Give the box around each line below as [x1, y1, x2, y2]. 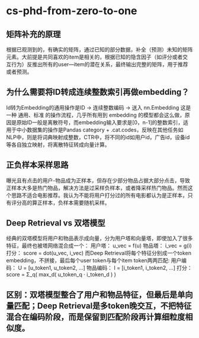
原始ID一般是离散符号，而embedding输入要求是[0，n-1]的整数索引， [16, 118, 184, 125]
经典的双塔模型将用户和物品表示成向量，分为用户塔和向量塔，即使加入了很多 [6, 235, 193, 242]
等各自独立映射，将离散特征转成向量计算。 [6, 141, 110, 148]
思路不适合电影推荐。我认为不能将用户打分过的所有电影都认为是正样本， [11, 191, 188, 199]
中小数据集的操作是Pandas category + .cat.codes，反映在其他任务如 [16, 126, 184, 133]
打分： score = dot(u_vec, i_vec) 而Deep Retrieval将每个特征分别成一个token [6, 250, 191, 257]
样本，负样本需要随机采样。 [42, 199, 110, 206]
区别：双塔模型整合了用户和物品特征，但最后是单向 [6, 289, 193, 300]
